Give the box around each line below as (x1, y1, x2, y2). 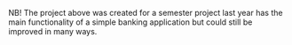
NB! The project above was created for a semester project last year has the (8, 8, 283, 18)
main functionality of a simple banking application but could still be (8, 17, 253, 27)
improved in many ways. (8, 26, 98, 36)
